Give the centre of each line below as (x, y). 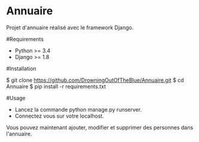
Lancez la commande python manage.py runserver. (78, 109)
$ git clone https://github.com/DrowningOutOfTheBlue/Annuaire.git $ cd (95, 80)
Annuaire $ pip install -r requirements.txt (56, 86)
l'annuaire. (19, 134)
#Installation (22, 68)
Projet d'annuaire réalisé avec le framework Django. (70, 27)
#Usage (16, 98)
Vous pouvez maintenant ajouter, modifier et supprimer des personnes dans (100, 127)
